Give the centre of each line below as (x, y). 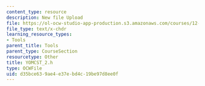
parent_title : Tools (33, 46)
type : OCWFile (24, 68)
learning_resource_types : (39, 35)
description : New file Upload (45, 18)
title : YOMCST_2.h (30, 62)
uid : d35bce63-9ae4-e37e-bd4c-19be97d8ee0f (63, 74)
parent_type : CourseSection (42, 51)
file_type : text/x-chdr (37, 29)
